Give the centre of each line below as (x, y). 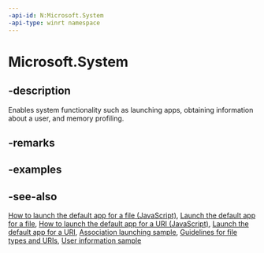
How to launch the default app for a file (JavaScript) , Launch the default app (132, 216)
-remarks (32, 143)
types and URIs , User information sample (75, 240)
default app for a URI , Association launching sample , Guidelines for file (123, 233)
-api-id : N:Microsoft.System (56, 15)
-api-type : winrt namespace (54, 23)
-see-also (33, 197)
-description (39, 91)
